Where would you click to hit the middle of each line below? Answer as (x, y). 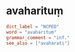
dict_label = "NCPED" (33, 27)
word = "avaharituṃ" (32, 32)
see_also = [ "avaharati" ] (38, 43)
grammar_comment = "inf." (38, 38)
